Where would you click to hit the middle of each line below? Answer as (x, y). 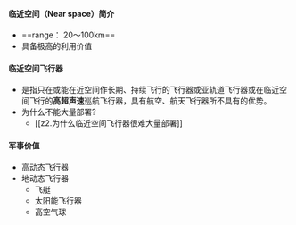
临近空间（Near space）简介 (62, 13)
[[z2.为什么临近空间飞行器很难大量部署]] (109, 123)
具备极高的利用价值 (57, 46)
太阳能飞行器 (58, 200)
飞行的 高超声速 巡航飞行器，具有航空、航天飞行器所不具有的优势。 (150, 101)
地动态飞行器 (45, 178)
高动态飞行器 (45, 167)
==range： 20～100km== (68, 35)
